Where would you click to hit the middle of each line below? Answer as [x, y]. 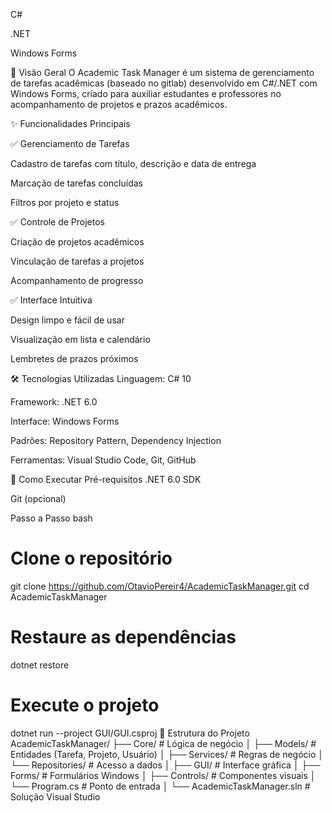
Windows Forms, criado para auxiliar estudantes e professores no [146, 93]
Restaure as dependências [123, 637]
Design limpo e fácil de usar [67, 320]
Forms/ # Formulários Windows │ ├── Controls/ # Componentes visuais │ [163, 775]
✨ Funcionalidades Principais [70, 123]
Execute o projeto [85, 705]
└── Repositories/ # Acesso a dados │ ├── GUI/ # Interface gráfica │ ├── [165, 765]
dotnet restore [40, 665]
